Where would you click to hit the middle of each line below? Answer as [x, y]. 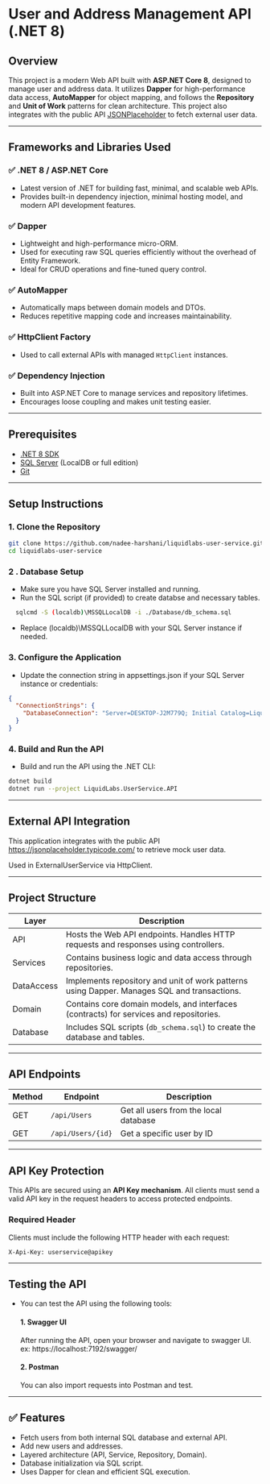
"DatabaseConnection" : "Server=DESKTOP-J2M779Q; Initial [120, 713]
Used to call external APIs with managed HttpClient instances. [124, 355]
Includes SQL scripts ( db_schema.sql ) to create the [160, 1027]
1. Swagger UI [43, 1322]
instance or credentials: [59, 684]
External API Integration [70, 822]
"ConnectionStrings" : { [55, 706]
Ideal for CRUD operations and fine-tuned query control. [113, 269]
